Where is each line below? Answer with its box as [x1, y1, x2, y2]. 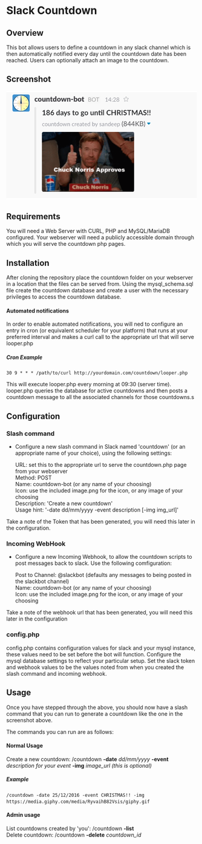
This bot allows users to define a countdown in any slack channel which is [6, 44, 191, 51]
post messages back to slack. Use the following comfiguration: [15, 559, 172, 567]
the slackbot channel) [15, 578, 70, 585]
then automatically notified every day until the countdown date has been [6, 50, 186, 58]
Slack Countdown [6, 4, 97, 18]
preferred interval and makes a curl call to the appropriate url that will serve [6, 334, 195, 341]
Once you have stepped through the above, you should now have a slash [6, 704, 188, 711]
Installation [6, 258, 50, 268]
